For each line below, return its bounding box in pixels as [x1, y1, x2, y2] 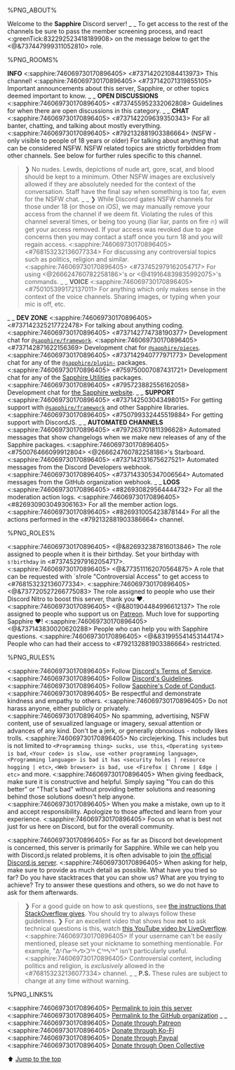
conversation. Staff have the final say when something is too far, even [24, 188, 227, 195]
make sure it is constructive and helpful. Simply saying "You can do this [7, 778, 214, 786]
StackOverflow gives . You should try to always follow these [24, 910, 196, 917]
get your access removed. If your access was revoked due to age [24, 225, 214, 233]
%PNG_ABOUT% [7, 6, 58, 14]
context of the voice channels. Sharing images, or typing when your [24, 292, 221, 301]
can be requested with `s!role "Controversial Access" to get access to [7, 572, 209, 581]
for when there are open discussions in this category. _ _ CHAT [7, 107, 189, 115]
